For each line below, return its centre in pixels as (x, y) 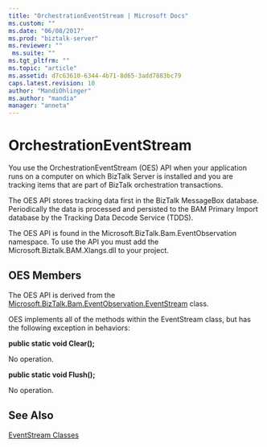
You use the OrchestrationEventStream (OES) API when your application (128, 168)
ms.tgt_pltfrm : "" (39, 61)
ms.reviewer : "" (35, 46)
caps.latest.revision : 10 (51, 83)
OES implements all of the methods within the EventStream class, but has (130, 319)
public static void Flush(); (52, 375)
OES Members (45, 276)
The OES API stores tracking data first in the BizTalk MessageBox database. (134, 201)
